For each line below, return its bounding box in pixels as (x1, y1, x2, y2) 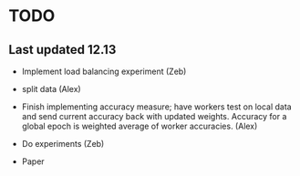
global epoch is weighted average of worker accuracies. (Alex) (21, 120, 258, 131)
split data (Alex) (21, 84, 81, 94)
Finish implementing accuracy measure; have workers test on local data (21, 101, 293, 112)
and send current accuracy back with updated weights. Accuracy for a (21, 111, 287, 121)
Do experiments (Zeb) (21, 139, 105, 149)
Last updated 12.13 (8, 42, 117, 57)
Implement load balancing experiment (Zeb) (21, 66, 187, 77)
